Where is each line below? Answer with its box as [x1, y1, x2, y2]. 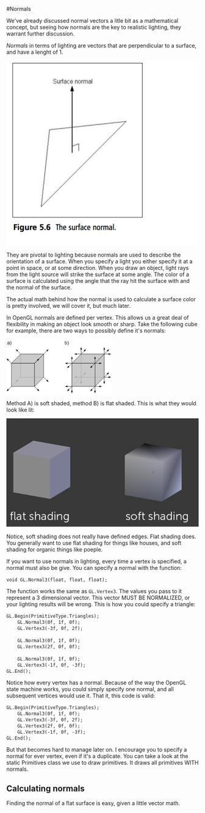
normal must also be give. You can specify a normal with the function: [6, 564, 182, 572]
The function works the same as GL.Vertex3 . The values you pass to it [6, 588, 182, 595]
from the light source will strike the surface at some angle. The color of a [6, 271, 189, 278]
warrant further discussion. [6, 30, 75, 37]
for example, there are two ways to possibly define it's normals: [6, 327, 166, 334]
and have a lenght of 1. [6, 48, 63, 56]
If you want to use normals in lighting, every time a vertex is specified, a [6, 558, 187, 565]
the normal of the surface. [6, 283, 72, 291]
